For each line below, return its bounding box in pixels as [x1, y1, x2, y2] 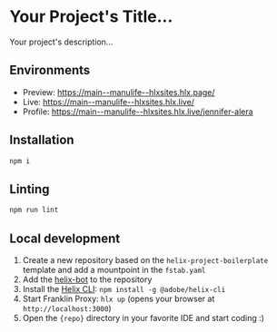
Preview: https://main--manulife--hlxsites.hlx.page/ [22, 86, 215, 97]
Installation [9, 132, 74, 148]
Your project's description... [9, 36, 114, 47]
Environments [9, 63, 91, 78]
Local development [9, 230, 121, 246]
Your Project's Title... [9, 6, 173, 27]
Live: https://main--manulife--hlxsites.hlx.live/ [22, 96, 195, 107]
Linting [9, 181, 50, 197]
